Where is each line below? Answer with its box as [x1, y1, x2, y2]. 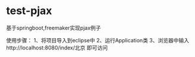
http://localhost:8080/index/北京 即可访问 [6, 44, 108, 51]
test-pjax [6, 4, 52, 18]
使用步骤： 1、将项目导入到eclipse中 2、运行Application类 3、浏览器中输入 [6, 36, 189, 43]
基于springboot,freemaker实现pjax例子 [6, 24, 101, 31]
